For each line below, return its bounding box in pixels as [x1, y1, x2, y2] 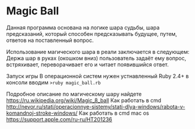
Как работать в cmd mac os [78, 109, 150, 116]
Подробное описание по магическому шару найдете [6, 90, 142, 97]
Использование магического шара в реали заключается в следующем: [6, 48, 190, 55]
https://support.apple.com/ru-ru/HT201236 [6, 115, 112, 123]
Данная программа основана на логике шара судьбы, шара [6, 24, 160, 31]
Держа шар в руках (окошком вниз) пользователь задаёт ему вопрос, [6, 54, 187, 62]
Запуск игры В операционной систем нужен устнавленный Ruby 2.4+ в [6, 72, 190, 79]
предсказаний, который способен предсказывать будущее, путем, [6, 30, 178, 37]
